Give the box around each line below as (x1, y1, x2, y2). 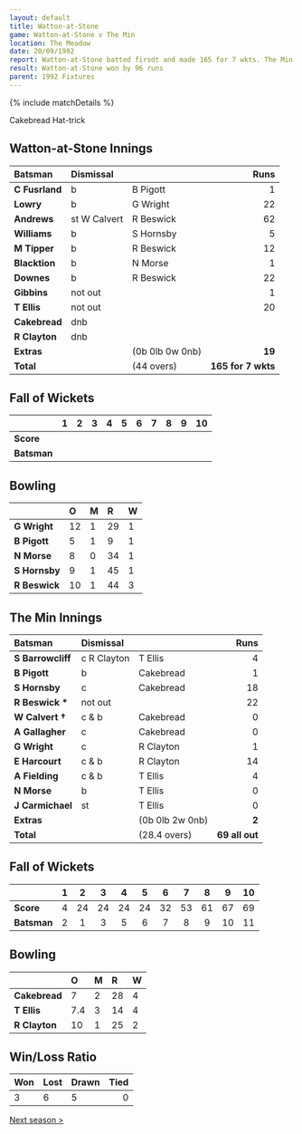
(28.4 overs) (138, 829, 193, 841)
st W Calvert (71, 212, 124, 225)
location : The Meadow (9, 38, 91, 48)
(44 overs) (132, 360, 178, 372)
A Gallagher (14, 726, 66, 738)
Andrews (14, 212, 54, 225)
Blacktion (14, 256, 56, 269)
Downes (14, 271, 51, 283)
